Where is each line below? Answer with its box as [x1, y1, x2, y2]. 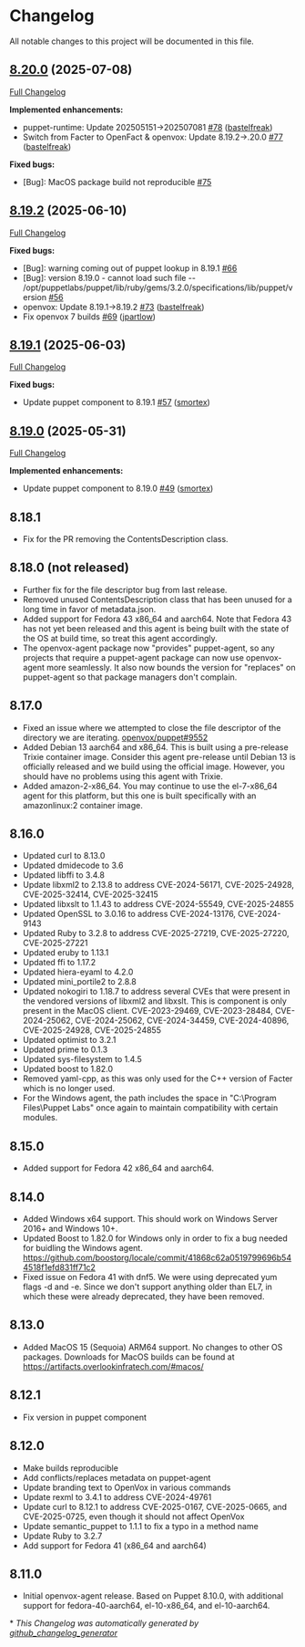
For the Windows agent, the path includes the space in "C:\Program [22, 1092, 277, 1104]
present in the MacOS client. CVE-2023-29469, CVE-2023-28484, [22, 1006, 273, 1016]
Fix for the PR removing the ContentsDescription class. [22, 534, 229, 544]
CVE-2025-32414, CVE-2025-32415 [22, 889, 159, 900]
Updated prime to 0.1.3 [22, 1044, 108, 1055]
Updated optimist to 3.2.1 [22, 1035, 117, 1046]
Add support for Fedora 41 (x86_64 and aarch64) [22, 1539, 207, 1551]
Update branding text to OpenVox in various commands [22, 1482, 231, 1493]
